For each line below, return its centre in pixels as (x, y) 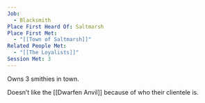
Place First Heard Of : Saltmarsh (56, 26)
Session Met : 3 (29, 59)
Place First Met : (32, 33)
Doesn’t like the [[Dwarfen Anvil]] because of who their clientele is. (103, 92)
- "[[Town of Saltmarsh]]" (52, 40)
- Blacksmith (32, 20)
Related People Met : (37, 46)
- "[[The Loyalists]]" (46, 53)
